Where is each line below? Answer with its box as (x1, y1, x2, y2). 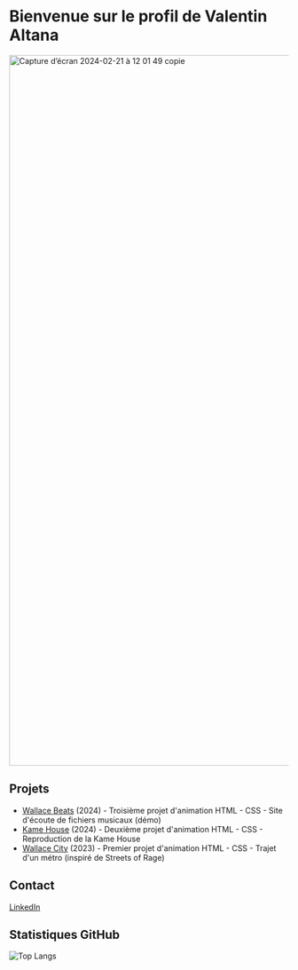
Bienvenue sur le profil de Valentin (9, 6, 268, 27)
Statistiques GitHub (9, 926, 121, 942)
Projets (9, 782, 51, 797)
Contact (9, 878, 55, 894)
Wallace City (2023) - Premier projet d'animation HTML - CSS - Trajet (21, 842, 277, 854)
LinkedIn (9, 902, 41, 912)
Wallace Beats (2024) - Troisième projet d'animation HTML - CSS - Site (21, 805, 284, 815)
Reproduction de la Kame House (21, 833, 141, 844)
